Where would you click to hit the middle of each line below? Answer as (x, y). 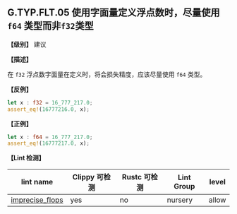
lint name (37, 182)
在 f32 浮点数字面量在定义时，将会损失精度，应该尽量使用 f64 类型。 (107, 74)
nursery (180, 200)
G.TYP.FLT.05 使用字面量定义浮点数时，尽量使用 (114, 13)
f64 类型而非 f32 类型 (50, 26)
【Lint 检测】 (26, 158)
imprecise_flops (37, 200)
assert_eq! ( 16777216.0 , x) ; (49, 109)
